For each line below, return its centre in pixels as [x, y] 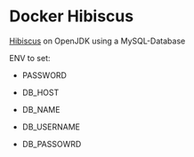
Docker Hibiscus [72, 16]
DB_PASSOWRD [52, 144]
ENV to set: [30, 58]
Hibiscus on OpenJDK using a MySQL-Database [97, 41]
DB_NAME [41, 109]
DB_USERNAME [51, 127]
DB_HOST [40, 92]
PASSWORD [44, 75]
